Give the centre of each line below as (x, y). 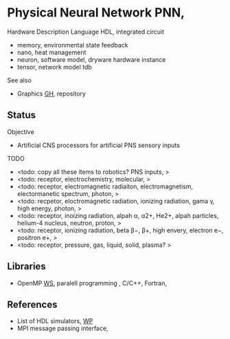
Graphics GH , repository (51, 94)
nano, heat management (51, 52)
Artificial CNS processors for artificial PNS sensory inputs (99, 145)
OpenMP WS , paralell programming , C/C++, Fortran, (92, 283)
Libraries (26, 266)
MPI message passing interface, (62, 329)
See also (20, 80)
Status (22, 115)
